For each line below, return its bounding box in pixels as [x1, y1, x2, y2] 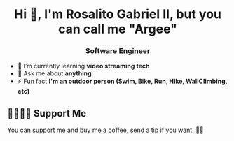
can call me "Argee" [58, 21, 177, 37]
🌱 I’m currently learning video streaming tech [17, 62, 150, 70]
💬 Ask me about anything [17, 69, 92, 77]
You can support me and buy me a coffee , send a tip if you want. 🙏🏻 [7, 126, 205, 135]
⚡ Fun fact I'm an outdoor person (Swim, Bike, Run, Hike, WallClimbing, [17, 77, 228, 86]
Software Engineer [85, 46, 151, 56]
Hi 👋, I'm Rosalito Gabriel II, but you [13, 6, 222, 22]
